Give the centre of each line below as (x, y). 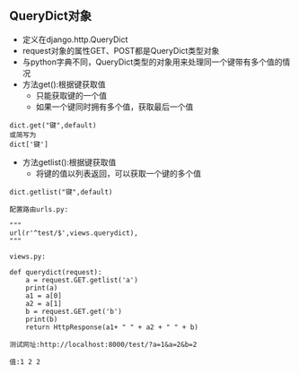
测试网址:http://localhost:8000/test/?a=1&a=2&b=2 (103, 344)
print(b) (42, 319)
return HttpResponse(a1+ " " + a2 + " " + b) (112, 327)
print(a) (42, 288)
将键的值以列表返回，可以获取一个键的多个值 (119, 173)
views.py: (28, 257)
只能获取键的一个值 (71, 95)
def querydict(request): (56, 272)
